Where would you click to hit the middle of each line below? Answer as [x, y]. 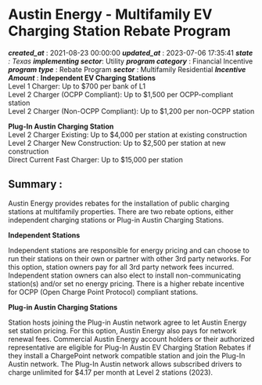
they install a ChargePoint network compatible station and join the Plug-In [127, 355]
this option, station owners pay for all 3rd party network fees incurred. [121, 267]
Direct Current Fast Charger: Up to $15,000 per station [96, 159]
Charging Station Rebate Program [119, 31]
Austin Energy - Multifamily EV [110, 15]
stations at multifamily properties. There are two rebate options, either [121, 211]
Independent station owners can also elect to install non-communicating [124, 275]
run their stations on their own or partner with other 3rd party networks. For [130, 258]
